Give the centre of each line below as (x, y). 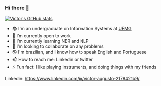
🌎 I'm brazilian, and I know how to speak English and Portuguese (79, 52)
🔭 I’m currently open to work (41, 36)
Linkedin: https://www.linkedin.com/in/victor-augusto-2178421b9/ (73, 79)
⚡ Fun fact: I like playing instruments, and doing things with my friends (84, 67)
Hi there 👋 (17, 8)
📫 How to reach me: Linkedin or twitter (53, 60)
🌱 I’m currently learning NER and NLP (50, 41)
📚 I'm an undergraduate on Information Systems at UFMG (72, 29)
